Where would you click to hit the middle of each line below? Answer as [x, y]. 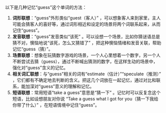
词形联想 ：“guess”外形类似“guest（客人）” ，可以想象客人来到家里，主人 [86, 18]
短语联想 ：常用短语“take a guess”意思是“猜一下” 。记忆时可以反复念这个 [86, 93]
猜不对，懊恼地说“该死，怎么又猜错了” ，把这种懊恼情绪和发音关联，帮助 [87, 43]
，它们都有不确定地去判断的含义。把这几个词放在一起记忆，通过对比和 [84, 80]
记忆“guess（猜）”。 [33, 49]
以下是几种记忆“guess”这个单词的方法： [46, 7]
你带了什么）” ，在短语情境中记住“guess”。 [56, 105]
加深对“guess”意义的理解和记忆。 [60, 86]
